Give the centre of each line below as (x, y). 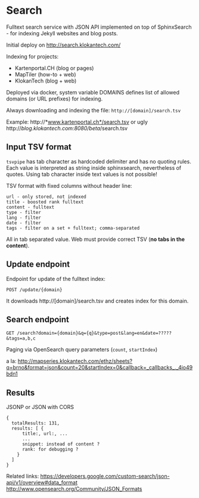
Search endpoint (38, 320)
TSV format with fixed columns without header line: (69, 185)
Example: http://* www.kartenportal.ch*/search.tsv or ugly (77, 122)
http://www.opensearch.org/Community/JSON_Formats (74, 489)
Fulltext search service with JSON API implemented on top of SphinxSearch (99, 27)
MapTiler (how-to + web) (45, 74)
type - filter (24, 212)
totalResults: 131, (36, 423)
